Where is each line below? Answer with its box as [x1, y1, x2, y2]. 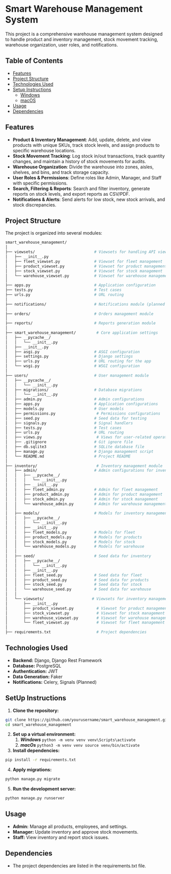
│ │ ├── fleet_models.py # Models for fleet [5, 530, 136, 535]
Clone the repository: [12, 707, 59, 714]
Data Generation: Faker [12, 673, 63, 680]
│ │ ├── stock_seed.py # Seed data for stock [5, 582, 142, 587]
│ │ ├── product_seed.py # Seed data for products [5, 577, 149, 583]
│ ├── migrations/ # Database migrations [5, 387, 142, 393]
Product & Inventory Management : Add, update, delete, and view [12, 136, 151, 143]
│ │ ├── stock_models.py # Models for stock [5, 539, 136, 544]
